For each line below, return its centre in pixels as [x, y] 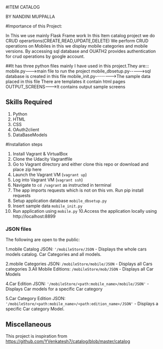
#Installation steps [24, 144]
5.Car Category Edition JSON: [36, 299]
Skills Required [29, 102]
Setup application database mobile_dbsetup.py [60, 200]
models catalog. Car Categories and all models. [54, 254]
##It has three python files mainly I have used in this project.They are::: [77, 66]
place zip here [27, 169]
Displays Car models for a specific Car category [54, 289]
